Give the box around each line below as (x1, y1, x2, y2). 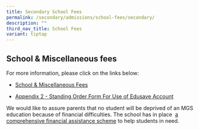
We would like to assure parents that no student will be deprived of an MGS (6, 104, 194, 111)
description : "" (6, 20, 47, 26)
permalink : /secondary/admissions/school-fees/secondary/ (6, 14, 155, 20)
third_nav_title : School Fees (6, 25, 83, 32)
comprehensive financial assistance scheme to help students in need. (6, 117, 180, 124)
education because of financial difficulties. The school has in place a (6, 111, 178, 118)
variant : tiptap (6, 31, 47, 37)
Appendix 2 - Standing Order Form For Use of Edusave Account (14, 93, 174, 100)
